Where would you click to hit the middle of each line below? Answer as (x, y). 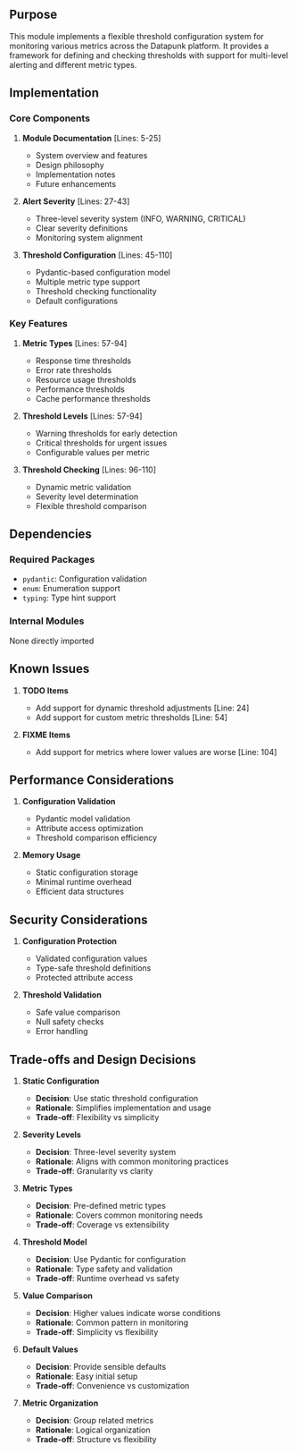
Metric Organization (60, 1403)
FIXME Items (46, 735)
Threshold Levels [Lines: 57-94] (82, 416)
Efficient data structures (80, 892)
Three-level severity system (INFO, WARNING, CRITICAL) (141, 218)
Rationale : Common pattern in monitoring (112, 1322)
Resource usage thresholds (86, 379)
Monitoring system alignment (89, 237)
